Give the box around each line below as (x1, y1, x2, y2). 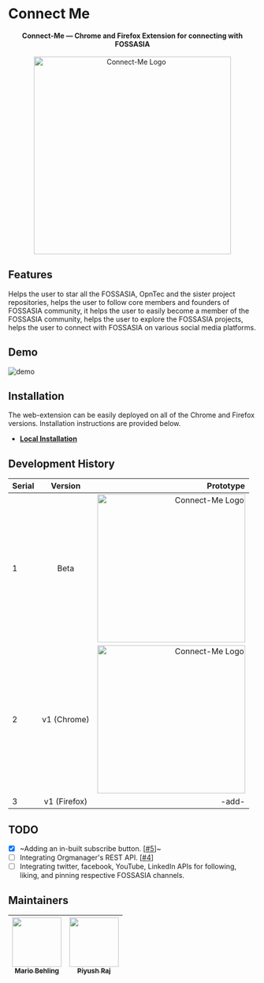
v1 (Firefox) (43, 796, 88, 807)
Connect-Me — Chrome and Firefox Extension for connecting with (22, 31, 243, 40)
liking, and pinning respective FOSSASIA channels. (19, 871, 185, 880)
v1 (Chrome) (42, 714, 90, 725)
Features (8, 268, 53, 281)
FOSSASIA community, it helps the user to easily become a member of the (8, 306, 250, 315)
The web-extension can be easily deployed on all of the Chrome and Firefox (8, 410, 255, 420)
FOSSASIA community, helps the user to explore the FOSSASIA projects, (8, 314, 244, 324)
